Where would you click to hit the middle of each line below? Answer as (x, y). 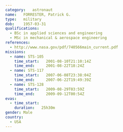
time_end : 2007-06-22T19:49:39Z (53, 80)
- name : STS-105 (27, 56)
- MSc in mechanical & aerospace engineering (58, 38)
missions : (16, 52)
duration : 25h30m (35, 108)
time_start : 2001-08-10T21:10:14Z (53, 61)
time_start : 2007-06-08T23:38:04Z (53, 75)
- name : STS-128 (27, 84)
